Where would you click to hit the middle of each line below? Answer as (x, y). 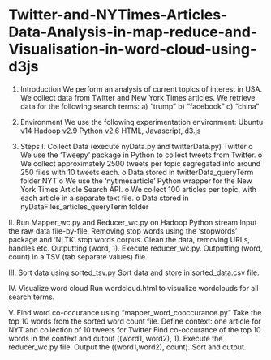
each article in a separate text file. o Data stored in (104, 198)
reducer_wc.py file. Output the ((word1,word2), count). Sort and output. (127, 347)
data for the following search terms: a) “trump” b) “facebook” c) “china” (140, 106)
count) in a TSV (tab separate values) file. (78, 256)
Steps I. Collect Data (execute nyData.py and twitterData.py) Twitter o (136, 146)
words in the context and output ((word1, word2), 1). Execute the (116, 338)
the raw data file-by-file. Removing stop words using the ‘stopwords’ (123, 231)
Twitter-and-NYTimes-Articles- (118, 15)
